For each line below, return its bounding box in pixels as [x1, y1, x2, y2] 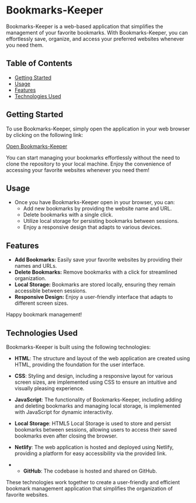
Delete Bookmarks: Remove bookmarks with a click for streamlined [14, 268, 178, 275]
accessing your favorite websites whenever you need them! [6, 166, 150, 173]
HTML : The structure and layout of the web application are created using [14, 355, 190, 361]
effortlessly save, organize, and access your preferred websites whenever [6, 35, 185, 42]
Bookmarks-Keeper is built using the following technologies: [6, 343, 151, 350]
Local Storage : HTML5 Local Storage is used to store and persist [14, 420, 171, 427]
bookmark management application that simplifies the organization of [6, 485, 173, 492]
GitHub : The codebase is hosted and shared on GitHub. [23, 467, 157, 474]
